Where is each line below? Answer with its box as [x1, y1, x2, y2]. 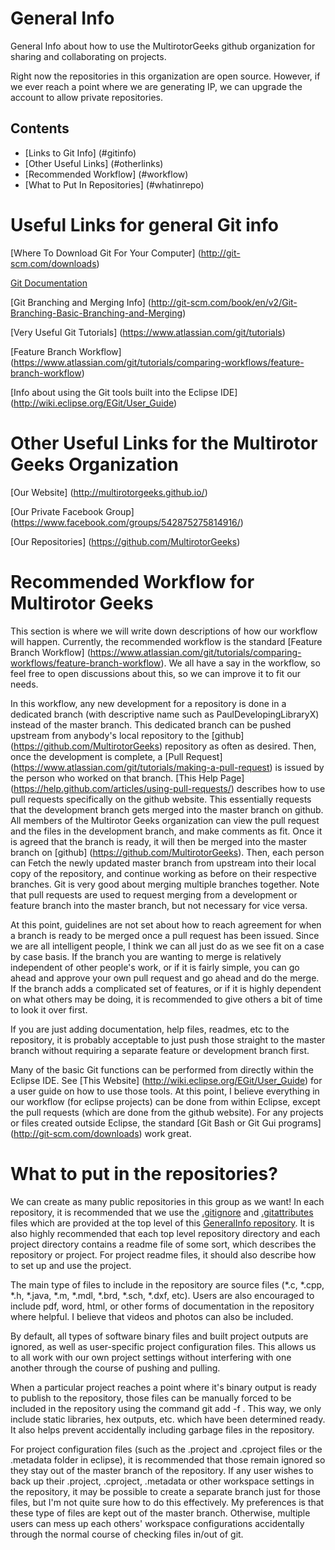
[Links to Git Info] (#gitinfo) [24, 147, 137, 159]
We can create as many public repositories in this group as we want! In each [10, 1195, 325, 1207]
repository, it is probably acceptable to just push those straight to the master [10, 1033, 326, 1046]
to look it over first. [10, 1003, 88, 1016]
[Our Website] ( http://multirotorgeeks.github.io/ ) [10, 486, 208, 498]
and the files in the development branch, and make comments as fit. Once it [10, 825, 323, 837]
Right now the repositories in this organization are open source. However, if [10, 70, 321, 82]
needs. [10, 678, 39, 690]
